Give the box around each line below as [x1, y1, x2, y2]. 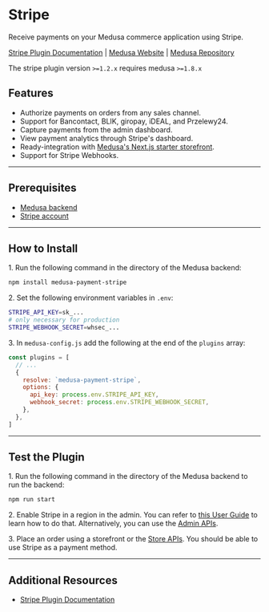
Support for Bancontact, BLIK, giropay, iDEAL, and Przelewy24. [19, 116, 228, 126]
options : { [22, 383, 59, 391]
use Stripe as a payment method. [8, 543, 118, 553]
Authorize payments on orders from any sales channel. [19, 107, 202, 117]
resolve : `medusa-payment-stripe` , [22, 375, 142, 384]
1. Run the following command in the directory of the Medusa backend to [8, 472, 248, 481]
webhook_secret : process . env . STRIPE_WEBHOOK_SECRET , [29, 399, 210, 407]
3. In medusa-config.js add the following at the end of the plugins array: [8, 338, 246, 347]
